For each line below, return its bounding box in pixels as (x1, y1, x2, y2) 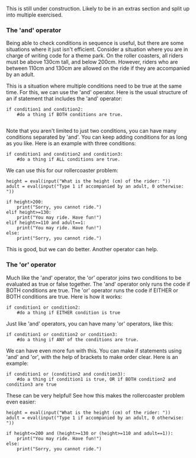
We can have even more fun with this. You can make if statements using (6, 347, 182, 354)
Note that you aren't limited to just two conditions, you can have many (6, 127, 176, 134)
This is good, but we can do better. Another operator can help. (6, 246, 159, 253)
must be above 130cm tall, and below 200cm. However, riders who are (6, 59, 178, 66)
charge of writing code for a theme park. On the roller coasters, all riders (6, 52, 184, 59)
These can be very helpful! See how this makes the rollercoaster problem (6, 392, 185, 399)
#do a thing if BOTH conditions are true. (17, 112, 123, 118)
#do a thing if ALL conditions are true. (17, 156, 120, 162)
